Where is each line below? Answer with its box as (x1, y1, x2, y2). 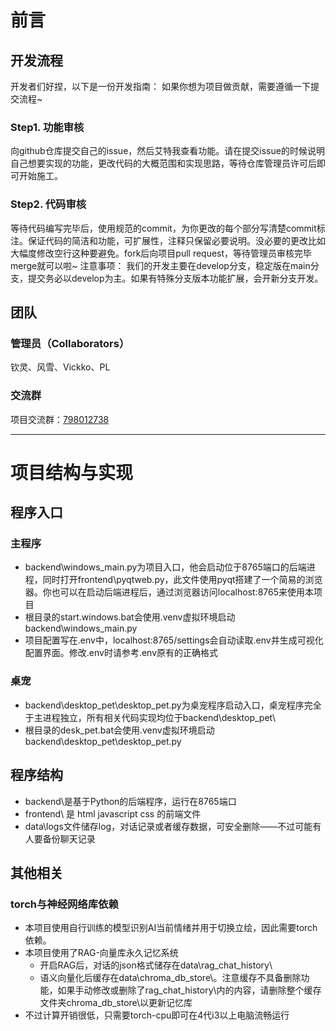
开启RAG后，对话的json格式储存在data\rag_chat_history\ (39, 959, 273, 971)
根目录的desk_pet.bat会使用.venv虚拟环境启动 (24, 724, 215, 736)
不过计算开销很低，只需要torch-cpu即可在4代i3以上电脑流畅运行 (24, 1009, 290, 1021)
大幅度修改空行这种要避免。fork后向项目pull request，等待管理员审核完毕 (10, 247, 313, 259)
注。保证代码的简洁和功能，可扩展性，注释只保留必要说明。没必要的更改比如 (10, 234, 326, 246)
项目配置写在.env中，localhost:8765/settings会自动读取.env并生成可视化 (24, 634, 324, 646)
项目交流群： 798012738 (10, 413, 110, 425)
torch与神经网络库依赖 (10, 897, 119, 911)
